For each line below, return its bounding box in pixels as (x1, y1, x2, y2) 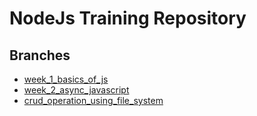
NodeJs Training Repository (9, 7, 247, 30)
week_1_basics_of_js (23, 73, 109, 85)
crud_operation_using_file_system (23, 95, 164, 106)
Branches (9, 47, 71, 64)
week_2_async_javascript (23, 84, 130, 96)
